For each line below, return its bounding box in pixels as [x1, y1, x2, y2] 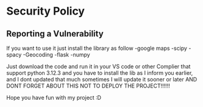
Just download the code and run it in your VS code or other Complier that [6, 63, 191, 70]
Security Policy [6, 4, 85, 18]
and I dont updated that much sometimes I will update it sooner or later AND [6, 76, 198, 83]
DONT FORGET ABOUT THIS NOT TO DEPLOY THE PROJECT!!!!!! [6, 82, 171, 89]
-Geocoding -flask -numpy [23, 51, 90, 58]
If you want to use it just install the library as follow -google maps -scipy [6, 44, 188, 52]
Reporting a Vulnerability [6, 29, 104, 39]
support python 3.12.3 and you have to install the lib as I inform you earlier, [6, 69, 193, 77]
